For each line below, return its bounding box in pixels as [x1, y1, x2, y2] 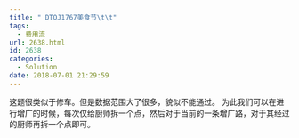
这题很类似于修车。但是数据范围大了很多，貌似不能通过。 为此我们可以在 [9, 96, 277, 107]
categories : [9, 54, 53, 63]
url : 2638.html [9, 37, 66, 47]
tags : [9, 21, 29, 30]
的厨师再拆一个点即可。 [9, 118, 95, 129]
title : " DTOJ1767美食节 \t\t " [9, 12, 117, 22]
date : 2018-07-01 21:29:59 [9, 71, 109, 80]
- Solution [17, 63, 58, 72]
